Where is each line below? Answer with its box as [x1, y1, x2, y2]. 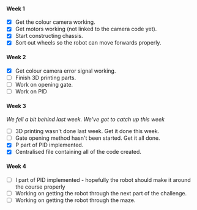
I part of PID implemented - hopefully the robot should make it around [15, 176, 191, 183]
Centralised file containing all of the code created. [15, 148, 142, 156]
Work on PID [15, 87, 47, 95]
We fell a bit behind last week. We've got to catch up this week [6, 116, 165, 123]
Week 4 [6, 162, 26, 170]
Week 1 [6, 5, 25, 12]
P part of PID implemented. [15, 141, 84, 149]
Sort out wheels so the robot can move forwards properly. [15, 39, 162, 46]
